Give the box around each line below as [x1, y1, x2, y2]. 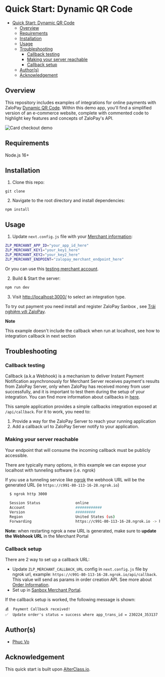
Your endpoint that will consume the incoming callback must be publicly [5, 447, 151, 453]
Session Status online [9, 501, 89, 506]
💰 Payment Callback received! [5, 607, 70, 611]
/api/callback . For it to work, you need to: [5, 409, 91, 415]
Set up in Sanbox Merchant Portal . [12, 587, 82, 593]
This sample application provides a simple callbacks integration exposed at [5, 404, 157, 409]
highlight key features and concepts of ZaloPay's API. [5, 115, 114, 121]
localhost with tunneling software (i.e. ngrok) [5, 467, 96, 473]
